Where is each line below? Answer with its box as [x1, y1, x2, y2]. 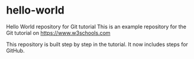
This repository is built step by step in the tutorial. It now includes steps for [6, 41, 188, 48]
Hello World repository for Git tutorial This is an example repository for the [6, 23, 187, 30]
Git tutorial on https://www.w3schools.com [6, 29, 111, 36]
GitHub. [6, 47, 25, 54]
